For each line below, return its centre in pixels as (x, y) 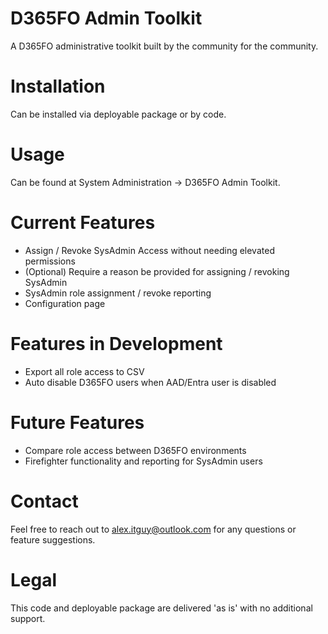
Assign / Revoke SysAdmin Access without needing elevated (149, 250)
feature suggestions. (53, 539)
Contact (44, 501)
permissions (50, 261)
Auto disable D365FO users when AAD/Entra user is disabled (150, 382)
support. (28, 618)
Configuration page (65, 303)
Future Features (77, 422)
